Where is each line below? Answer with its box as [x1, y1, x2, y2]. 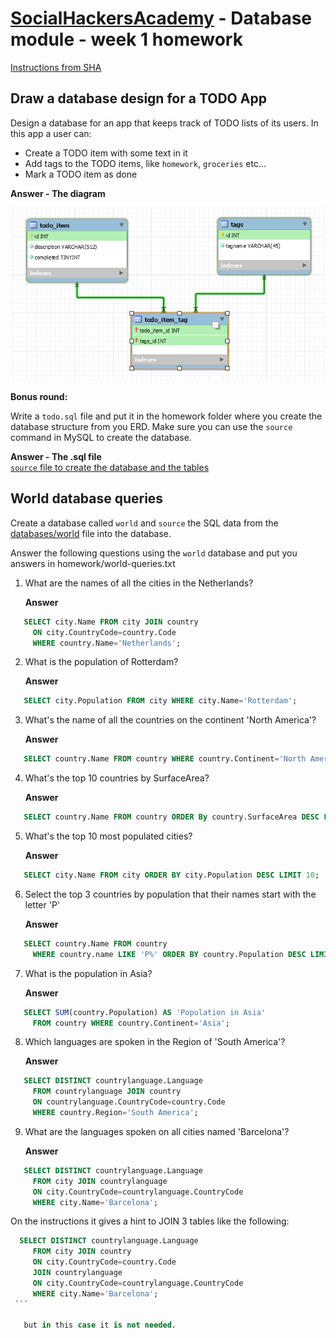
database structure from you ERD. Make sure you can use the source [10, 421, 293, 433]
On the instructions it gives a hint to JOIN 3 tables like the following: [10, 1215, 290, 1227]
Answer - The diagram [10, 187, 106, 199]
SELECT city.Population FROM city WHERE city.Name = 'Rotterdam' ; [23, 696, 298, 706]
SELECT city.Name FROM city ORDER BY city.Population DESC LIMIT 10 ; [23, 870, 320, 881]
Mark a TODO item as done [24, 168, 138, 180]
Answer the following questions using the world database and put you [10, 547, 298, 559]
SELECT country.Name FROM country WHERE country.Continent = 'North [23, 754, 307, 764]
